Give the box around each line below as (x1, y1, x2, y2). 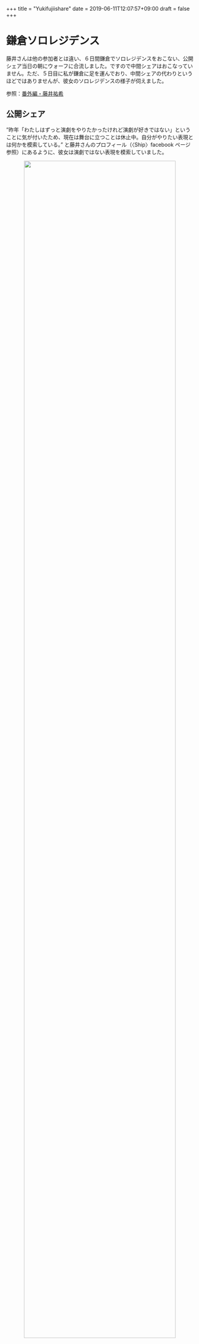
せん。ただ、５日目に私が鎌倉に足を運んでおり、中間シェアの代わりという (11, 70, 193, 77)
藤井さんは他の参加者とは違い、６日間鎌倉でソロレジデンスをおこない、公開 (6, 55, 194, 62)
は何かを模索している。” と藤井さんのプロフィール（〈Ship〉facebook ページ (6, 141, 191, 148)
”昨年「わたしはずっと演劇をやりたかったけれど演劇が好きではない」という (6, 126, 191, 133)
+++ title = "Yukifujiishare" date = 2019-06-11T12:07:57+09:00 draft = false (6, 5, 190, 12)
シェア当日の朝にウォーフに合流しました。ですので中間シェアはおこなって (6, 62, 188, 69)
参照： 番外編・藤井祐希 (6, 89, 64, 97)
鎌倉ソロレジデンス (6, 34, 100, 48)
